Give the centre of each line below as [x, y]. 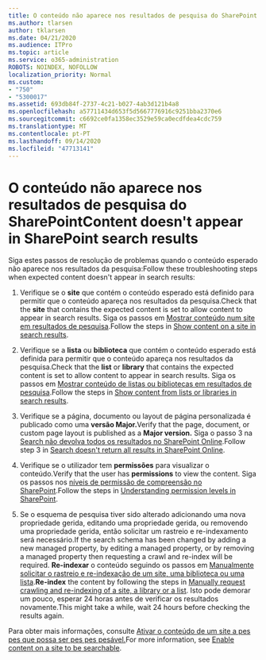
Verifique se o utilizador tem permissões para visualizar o [114, 465]
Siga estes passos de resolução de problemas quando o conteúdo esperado [133, 261]
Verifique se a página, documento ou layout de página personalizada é [135, 416]
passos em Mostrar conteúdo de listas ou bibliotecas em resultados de [136, 384]
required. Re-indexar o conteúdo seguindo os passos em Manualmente [137, 565]
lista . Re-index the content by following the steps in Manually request [132, 582]
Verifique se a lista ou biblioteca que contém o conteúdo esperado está [138, 350]
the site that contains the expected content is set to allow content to [131, 310]
